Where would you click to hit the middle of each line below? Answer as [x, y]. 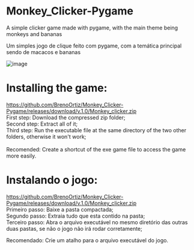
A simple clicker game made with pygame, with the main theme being [92, 28]
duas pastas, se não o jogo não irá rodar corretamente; [74, 228]
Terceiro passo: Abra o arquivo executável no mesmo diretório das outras [97, 222]
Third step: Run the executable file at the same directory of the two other [96, 130]
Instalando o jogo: [52, 180]
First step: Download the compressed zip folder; [66, 117]
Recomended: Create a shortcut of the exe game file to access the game [96, 149]
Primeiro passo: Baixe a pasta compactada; [60, 209]
